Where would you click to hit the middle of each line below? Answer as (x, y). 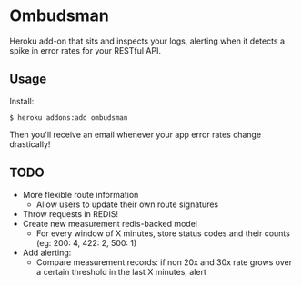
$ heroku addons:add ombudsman (69, 118)
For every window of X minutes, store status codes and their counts (163, 233)
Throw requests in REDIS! (70, 213)
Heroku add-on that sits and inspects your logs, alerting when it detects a (147, 41)
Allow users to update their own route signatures (127, 204)
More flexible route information (81, 194)
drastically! (30, 144)
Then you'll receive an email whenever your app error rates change (136, 134)
